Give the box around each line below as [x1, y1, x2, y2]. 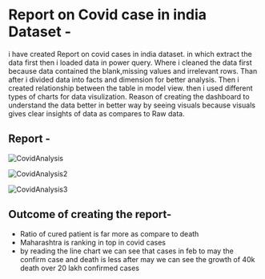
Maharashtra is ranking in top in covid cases [19, 237, 167, 247]
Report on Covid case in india [8, 6, 207, 24]
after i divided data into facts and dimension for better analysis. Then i [8, 75, 239, 84]
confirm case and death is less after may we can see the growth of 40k [19, 254, 255, 264]
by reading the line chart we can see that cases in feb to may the [19, 246, 234, 256]
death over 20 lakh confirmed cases [19, 263, 140, 273]
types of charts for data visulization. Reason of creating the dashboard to [8, 91, 250, 101]
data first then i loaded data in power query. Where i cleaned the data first [8, 58, 252, 67]
